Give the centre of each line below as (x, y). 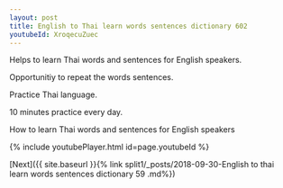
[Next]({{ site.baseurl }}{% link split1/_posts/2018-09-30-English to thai (142, 165)
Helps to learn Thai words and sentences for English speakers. (126, 60)
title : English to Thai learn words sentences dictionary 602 (128, 26)
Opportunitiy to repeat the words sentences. (91, 77)
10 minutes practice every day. (66, 112)
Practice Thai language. (53, 94)
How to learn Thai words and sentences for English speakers (123, 130)
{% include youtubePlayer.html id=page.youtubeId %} (110, 147)
